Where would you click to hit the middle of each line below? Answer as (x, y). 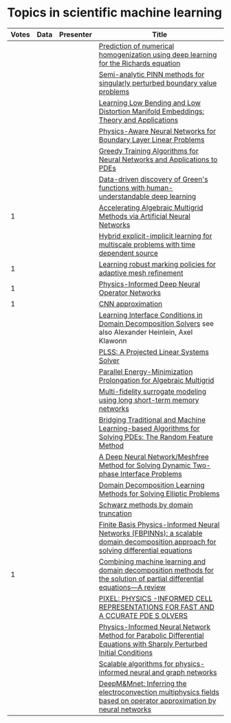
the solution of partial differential (151, 579)
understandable (124, 196)
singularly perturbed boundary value (158, 82)
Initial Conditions (126, 652)
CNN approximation (131, 304)
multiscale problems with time (147, 244)
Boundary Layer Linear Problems (152, 140)
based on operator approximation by (157, 700)
